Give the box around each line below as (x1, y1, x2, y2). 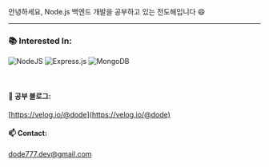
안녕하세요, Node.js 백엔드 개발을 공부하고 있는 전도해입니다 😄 (8, 7, 206, 16)
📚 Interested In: (8, 35, 72, 46)
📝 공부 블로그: (8, 91, 51, 101)
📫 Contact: (8, 129, 48, 138)
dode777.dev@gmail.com (8, 149, 92, 158)
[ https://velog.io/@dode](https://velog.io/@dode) (8, 109, 171, 119)
